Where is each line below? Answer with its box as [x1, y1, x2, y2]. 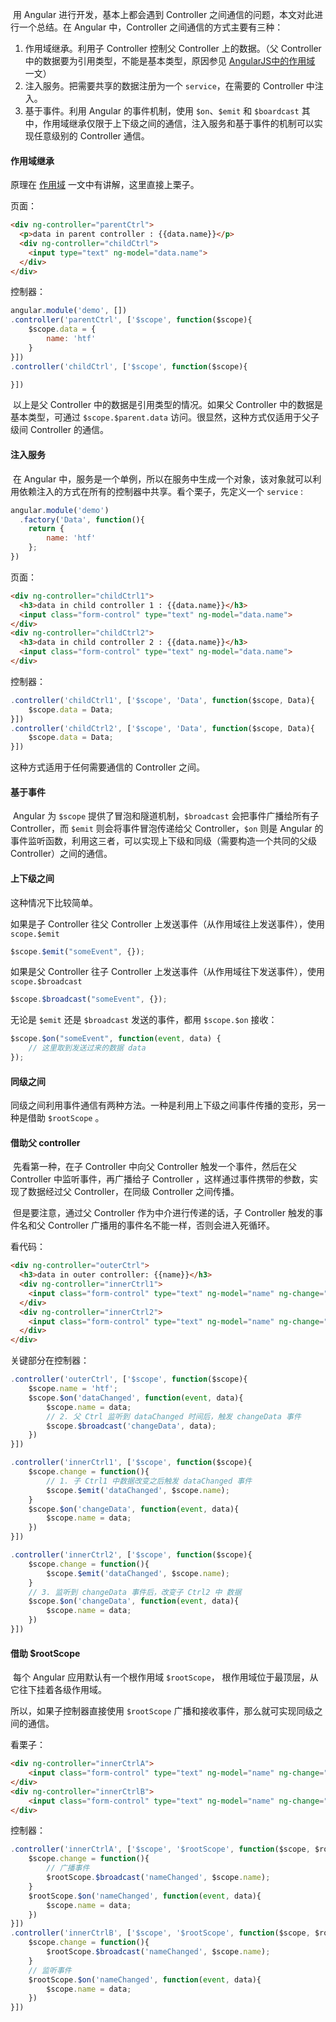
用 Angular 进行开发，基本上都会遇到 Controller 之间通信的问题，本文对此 [12, 9, 315, 20]
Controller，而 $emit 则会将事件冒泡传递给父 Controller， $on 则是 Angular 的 [10, 823, 324, 835]
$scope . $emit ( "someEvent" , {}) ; [10, 946, 145, 957]
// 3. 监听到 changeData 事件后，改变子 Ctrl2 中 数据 [28, 1587, 242, 1597]
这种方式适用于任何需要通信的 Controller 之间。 [10, 761, 205, 773]
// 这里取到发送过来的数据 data [28, 1043, 147, 1053]
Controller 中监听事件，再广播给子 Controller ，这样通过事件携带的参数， [10, 1173, 310, 1185]
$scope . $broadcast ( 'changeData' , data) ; [46, 1421, 217, 1431]
